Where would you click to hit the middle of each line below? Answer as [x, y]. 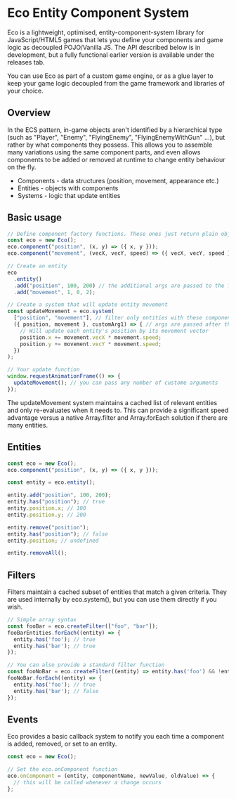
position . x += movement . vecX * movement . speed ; [91, 337]
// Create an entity [38, 266]
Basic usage [34, 218]
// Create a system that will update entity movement [88, 305]
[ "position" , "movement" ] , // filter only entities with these [108, 318]
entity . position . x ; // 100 [47, 508]
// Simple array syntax [42, 620]
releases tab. [26, 62]
